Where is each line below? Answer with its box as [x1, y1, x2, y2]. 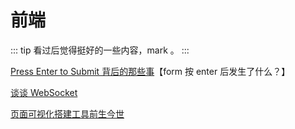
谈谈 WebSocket [10, 86, 78, 98]
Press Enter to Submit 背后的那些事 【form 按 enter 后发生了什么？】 [10, 65, 291, 77]
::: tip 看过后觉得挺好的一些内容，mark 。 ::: [10, 44, 190, 56]
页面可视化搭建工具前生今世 [10, 107, 125, 120]
